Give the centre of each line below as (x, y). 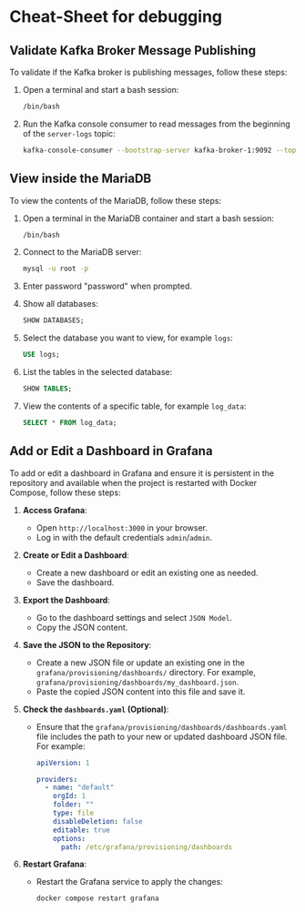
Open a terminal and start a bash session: (101, 90)
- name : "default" (79, 788)
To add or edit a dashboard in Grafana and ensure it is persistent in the (142, 473)
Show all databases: (60, 304)
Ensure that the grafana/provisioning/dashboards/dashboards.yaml (162, 726)
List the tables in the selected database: (97, 372)
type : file (73, 813)
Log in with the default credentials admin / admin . (124, 537)
